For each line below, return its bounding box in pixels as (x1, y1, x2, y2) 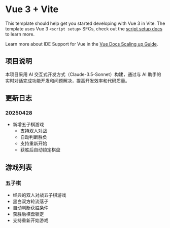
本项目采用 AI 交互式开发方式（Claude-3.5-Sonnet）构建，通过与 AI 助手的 (5, 71, 161, 77)
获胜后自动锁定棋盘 (20, 147, 61, 153)
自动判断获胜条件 (12, 205, 49, 211)
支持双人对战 (20, 128, 47, 134)
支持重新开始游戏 (12, 217, 49, 223)
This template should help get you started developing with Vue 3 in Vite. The (5, 20, 165, 26)
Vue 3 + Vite (5, 4, 59, 15)
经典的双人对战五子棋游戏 (12, 192, 66, 198)
